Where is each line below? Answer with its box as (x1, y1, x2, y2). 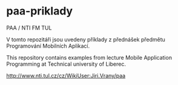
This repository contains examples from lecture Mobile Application (6, 54, 173, 61)
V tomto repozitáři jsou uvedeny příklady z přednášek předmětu (6, 36, 165, 43)
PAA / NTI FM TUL (6, 24, 52, 31)
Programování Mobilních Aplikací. (6, 42, 90, 49)
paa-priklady (6, 4, 73, 18)
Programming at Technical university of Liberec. (6, 60, 126, 68)
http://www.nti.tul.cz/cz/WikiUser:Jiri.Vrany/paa (6, 72, 126, 79)
